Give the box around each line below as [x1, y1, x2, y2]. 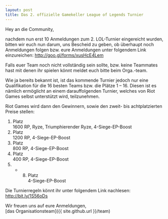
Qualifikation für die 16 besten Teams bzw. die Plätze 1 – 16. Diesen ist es [5, 82, 157, 89]
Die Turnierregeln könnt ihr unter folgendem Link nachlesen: [5, 187, 131, 193]
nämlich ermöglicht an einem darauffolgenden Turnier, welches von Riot [5, 88, 155, 94]
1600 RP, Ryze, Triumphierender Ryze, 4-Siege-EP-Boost [12, 124, 132, 130]
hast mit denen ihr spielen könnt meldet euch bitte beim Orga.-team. [5, 67, 148, 74]
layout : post [5, 7, 33, 13]
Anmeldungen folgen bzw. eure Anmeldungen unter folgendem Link [5, 47, 147, 53]
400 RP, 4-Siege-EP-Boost [12, 156, 69, 162]
